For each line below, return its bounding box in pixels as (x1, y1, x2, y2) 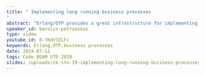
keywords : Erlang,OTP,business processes (6, 43, 113, 49)
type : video (6, 31, 37, 37)
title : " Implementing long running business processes (6, 8, 151, 15)
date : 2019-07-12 (6, 48, 51, 54)
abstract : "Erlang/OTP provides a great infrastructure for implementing (6, 20, 198, 26)
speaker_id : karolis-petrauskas (6, 25, 88, 32)
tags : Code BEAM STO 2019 (6, 54, 72, 60)
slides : (6, 59, 26, 65)
